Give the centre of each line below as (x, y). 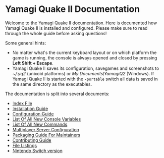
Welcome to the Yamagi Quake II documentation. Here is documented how (81, 23)
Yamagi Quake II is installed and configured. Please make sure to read (76, 28)
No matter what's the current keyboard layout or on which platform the (84, 53)
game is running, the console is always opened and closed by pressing (85, 57)
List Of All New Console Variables (47, 119)
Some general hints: (26, 43)
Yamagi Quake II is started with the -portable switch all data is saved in (85, 79)
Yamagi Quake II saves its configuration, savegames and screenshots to (86, 68)
